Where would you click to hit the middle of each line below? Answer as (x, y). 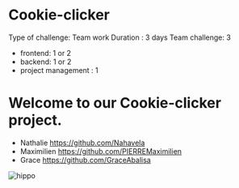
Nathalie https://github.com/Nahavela (82, 143)
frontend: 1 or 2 (45, 53)
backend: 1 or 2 (46, 62)
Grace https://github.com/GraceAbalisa (85, 160)
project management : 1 (59, 70)
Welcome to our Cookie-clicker (115, 103)
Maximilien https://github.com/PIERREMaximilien (101, 151)
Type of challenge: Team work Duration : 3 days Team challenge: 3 (120, 37)
